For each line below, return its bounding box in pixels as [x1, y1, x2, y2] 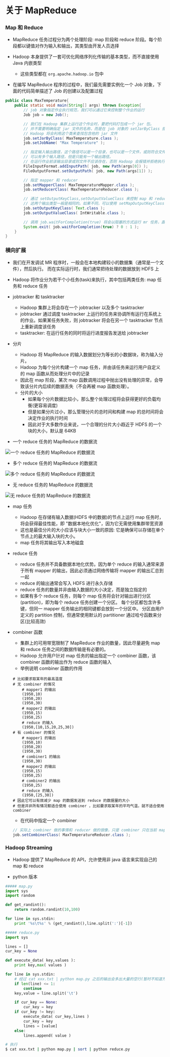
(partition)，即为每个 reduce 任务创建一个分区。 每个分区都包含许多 [20, 599, 161, 605]
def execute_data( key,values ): [5, 958, 76, 963]
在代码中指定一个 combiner [20, 817, 77, 823]
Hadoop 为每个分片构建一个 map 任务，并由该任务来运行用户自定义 [20, 364, 161, 370]
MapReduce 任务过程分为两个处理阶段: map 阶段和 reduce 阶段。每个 [12, 37, 158, 43]
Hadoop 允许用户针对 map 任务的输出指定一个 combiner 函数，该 [20, 652, 156, 659]
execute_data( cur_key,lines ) [23, 1014, 90, 1019]
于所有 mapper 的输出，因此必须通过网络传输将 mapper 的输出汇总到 [20, 567, 164, 573]
